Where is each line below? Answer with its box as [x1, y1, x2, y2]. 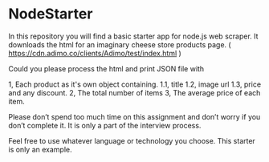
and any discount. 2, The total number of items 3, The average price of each [8, 87, 261, 97]
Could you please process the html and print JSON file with [8, 63, 205, 73]
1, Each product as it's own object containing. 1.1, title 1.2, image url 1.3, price [8, 79, 262, 89]
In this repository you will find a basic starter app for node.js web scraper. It [8, 31, 259, 41]
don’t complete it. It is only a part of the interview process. [8, 120, 202, 130]
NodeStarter [8, 5, 93, 23]
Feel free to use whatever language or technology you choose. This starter [8, 136, 255, 145]
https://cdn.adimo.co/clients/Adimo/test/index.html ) [8, 48, 182, 58]
